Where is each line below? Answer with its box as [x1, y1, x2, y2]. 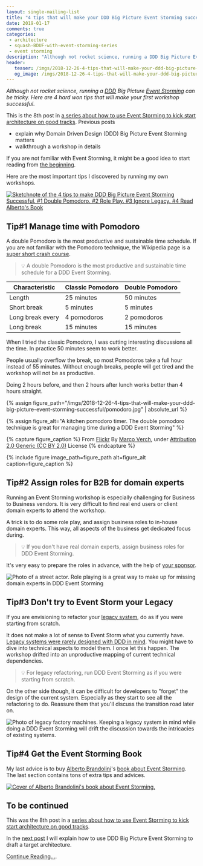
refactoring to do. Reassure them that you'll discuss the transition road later [6, 700, 195, 707]
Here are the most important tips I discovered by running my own [6, 173, 169, 180]
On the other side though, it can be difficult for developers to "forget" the [6, 687, 188, 695]
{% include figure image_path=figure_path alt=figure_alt [6, 454, 146, 461]
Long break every [9, 313, 59, 321]
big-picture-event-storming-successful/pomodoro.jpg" [6, 406, 144, 413]
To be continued [6, 800, 69, 811]
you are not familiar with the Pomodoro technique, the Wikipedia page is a [6, 244, 190, 251]
